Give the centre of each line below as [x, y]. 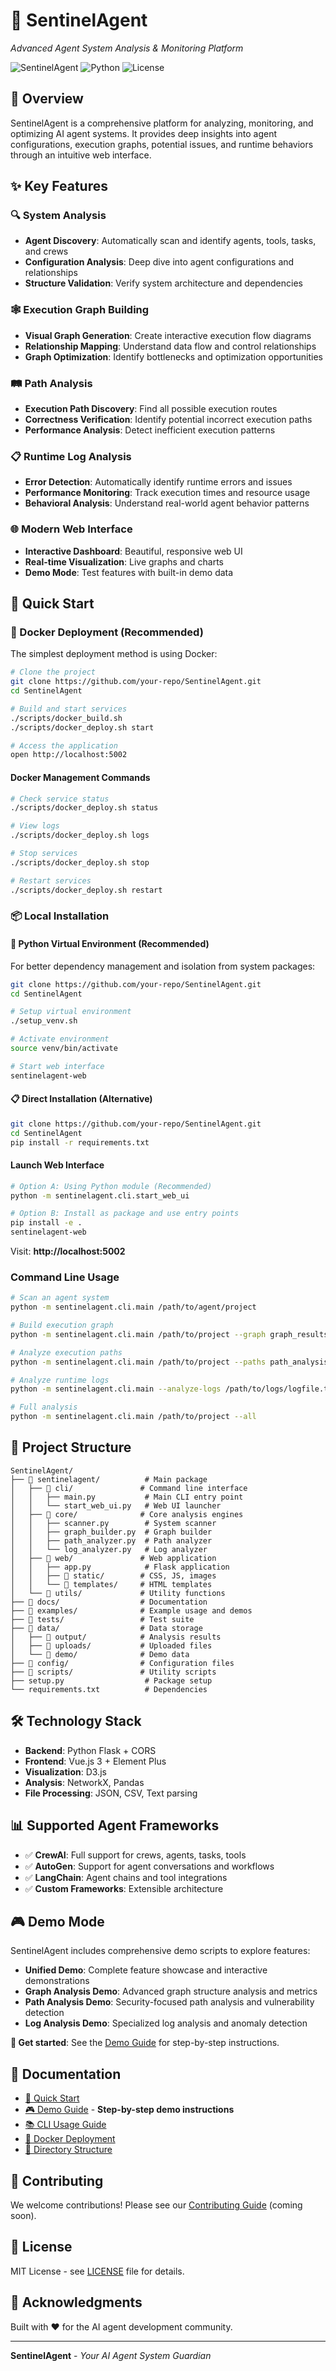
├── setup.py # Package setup [111, 1680]
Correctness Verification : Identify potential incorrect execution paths [168, 420]
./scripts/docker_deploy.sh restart [86, 890]
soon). [23, 2215]
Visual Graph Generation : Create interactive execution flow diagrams [168, 335]
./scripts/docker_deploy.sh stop [80, 862]
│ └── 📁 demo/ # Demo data [100, 1654]
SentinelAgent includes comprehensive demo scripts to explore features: [160, 1951]
